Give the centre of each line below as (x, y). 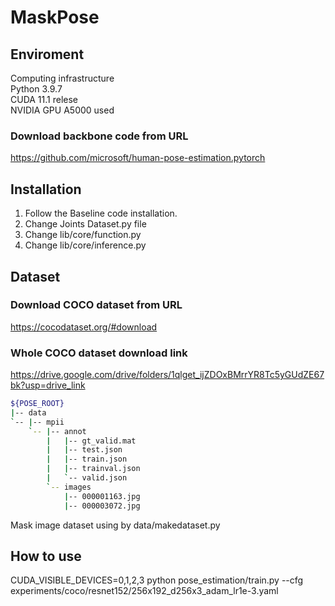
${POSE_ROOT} (37, 404)
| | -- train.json (87, 459)
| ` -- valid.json (87, 478)
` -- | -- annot (57, 431)
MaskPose (55, 17)
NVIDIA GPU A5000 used (62, 110)
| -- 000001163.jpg (102, 496)
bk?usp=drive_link (48, 385)
